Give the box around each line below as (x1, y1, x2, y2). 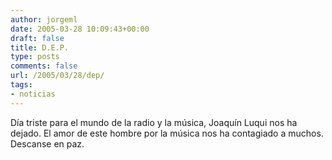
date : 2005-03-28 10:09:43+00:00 (10, 24, 150, 34)
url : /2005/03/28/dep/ (10, 71, 105, 81)
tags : (10, 80, 33, 90)
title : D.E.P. (10, 42, 70, 53)
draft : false (10, 33, 65, 43)
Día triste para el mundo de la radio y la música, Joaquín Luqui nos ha (10, 116, 298, 128)
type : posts (10, 52, 60, 62)
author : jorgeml (10, 14, 78, 25)
